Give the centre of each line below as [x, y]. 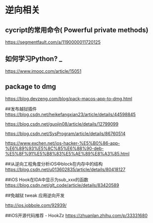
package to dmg [31, 87]
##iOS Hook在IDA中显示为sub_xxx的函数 [47, 179]
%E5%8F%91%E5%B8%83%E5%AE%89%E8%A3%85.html [67, 153]
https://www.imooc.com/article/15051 [43, 71]
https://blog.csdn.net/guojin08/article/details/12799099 [62, 124]
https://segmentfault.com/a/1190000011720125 [53, 42]
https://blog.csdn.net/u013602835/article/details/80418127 [65, 169]
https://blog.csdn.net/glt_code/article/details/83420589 [62, 185]
